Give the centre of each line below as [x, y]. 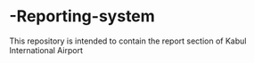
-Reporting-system [82, 16]
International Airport [46, 50]
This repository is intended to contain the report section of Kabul [128, 41]
